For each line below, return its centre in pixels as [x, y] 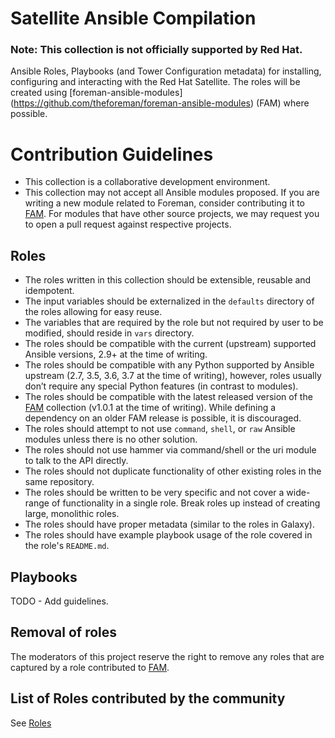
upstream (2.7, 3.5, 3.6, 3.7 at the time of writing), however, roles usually [173, 376]
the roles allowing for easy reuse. [93, 312]
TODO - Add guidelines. [59, 601]
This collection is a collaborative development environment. [147, 182]
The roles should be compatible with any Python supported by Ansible [169, 365]
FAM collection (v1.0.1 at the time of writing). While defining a [150, 408]
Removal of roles [64, 632]
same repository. [59, 482]
